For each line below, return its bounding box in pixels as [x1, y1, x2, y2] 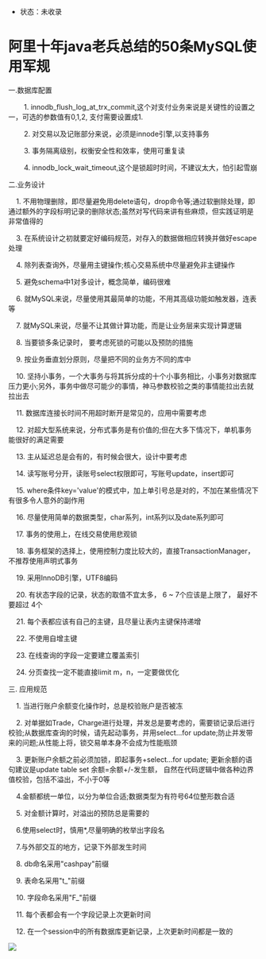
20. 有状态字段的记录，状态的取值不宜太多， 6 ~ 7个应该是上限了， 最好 [15, 590, 252, 599]
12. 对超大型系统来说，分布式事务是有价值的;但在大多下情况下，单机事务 [15, 424, 253, 435]
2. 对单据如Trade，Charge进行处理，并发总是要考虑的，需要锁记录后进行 [15, 717, 256, 727]
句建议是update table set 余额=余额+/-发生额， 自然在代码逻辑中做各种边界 [8, 764, 254, 774]
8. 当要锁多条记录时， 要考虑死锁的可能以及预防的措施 [15, 337, 194, 347]
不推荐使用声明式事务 [8, 555, 78, 566]
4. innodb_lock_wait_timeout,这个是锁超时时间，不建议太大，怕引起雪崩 [23, 162, 258, 172]
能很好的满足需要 [8, 435, 64, 444]
